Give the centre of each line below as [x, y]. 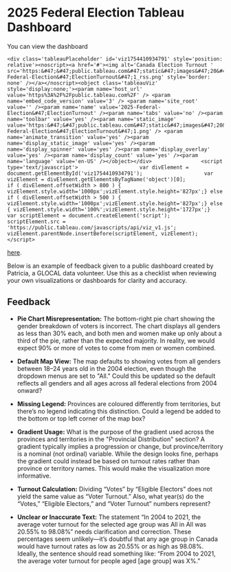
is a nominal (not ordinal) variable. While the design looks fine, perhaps [118, 454]
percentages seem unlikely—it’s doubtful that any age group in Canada [117, 539]
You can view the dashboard [47, 46]
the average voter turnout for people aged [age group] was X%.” [109, 561]
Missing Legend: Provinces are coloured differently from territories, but [119, 403]
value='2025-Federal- [130, 107]
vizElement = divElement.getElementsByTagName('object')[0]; [97, 179]
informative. [34, 476]
